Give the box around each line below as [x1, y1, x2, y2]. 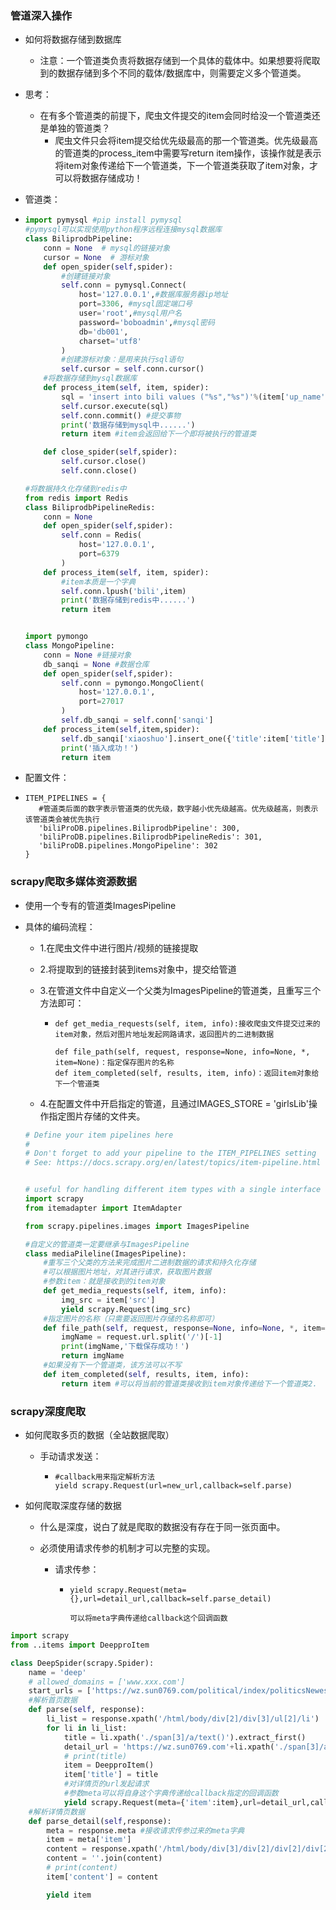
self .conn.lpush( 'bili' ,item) [61, 586, 187, 596]
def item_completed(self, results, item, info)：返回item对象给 [54, 1068, 320, 1078]
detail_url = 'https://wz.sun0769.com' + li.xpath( [63, 1742, 275, 1752]
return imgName [61, 1351, 125, 1361]
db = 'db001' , [78, 327, 129, 337]
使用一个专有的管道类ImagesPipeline [24, 899, 177, 911]
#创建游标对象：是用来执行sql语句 [61, 355, 184, 365]
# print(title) [63, 1751, 128, 1761]
